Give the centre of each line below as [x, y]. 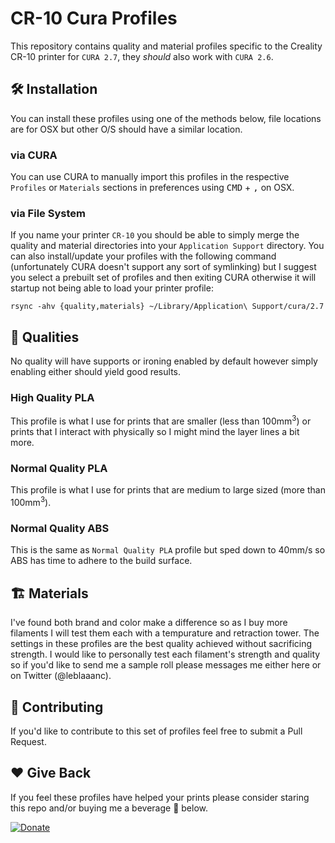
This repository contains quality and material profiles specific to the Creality [166, 46]
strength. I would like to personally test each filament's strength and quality [165, 654]
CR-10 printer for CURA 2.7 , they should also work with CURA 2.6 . [142, 56]
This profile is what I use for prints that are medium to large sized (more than [168, 490]
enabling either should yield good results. [96, 372]
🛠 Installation [54, 89]
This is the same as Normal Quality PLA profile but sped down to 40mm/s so [168, 550]
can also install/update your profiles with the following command [143, 256]
